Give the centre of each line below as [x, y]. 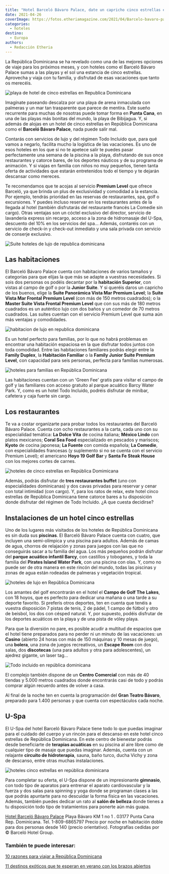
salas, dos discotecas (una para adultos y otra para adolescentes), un [78, 650]
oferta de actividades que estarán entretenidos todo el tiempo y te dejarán [82, 171]
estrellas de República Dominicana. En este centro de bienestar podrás [79, 739]
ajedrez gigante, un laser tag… [37, 655]
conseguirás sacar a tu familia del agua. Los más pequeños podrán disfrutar [84, 551]
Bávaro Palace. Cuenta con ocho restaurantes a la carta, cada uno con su [81, 429]
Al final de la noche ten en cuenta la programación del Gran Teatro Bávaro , [83, 695]
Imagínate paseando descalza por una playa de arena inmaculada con [78, 102]
